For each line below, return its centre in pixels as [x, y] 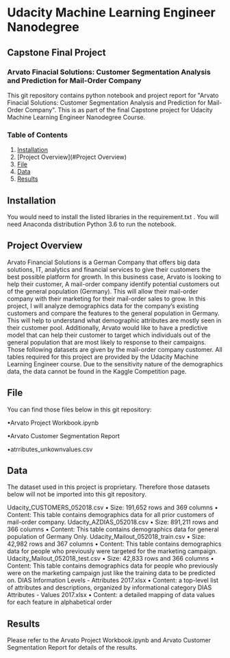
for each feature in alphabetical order [60, 602]
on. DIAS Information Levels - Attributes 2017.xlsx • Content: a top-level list [113, 581]
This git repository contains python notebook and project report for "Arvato [113, 95]
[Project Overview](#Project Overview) [72, 157]
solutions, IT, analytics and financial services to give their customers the [109, 269]
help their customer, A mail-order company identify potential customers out [113, 284]
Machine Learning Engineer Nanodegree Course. [76, 117]
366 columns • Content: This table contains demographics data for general [113, 529]
